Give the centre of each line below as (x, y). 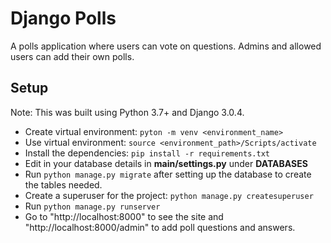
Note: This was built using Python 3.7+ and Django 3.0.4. (127, 112)
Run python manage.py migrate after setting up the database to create (168, 174)
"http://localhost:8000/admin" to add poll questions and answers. (160, 227)
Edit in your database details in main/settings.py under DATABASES (166, 163)
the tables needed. (63, 184)
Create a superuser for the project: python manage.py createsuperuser (169, 195)
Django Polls (63, 18)
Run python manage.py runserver (92, 206)
